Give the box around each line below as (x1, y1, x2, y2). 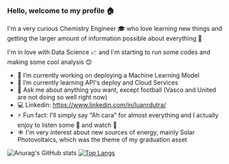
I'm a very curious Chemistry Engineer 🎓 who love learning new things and (7, 25, 223, 33)
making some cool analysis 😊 (7, 58, 92, 67)
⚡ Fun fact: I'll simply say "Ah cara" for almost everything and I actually (17, 111, 219, 119)
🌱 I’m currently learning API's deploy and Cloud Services (17, 78, 179, 87)
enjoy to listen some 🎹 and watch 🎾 (17, 121, 117, 129)
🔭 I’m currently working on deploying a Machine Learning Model (17, 71, 200, 80)
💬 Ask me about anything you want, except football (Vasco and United (17, 86, 217, 94)
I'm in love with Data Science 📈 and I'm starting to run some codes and (7, 48, 210, 56)
